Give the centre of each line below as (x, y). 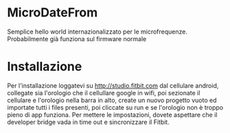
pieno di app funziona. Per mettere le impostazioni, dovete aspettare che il (112, 114)
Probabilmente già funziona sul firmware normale (77, 38)
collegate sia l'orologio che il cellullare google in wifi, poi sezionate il (104, 93)
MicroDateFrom (53, 13)
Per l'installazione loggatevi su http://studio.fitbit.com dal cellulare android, (113, 85)
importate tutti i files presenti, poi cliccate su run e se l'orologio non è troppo (115, 107)
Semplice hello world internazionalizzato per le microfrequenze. (97, 32)
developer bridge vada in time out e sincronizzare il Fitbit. (88, 122)
